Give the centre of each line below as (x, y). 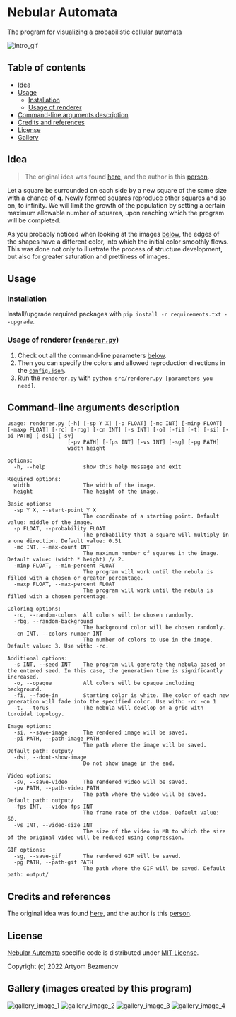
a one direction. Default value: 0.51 (64, 541)
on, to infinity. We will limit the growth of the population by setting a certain (116, 205)
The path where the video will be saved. (145, 795)
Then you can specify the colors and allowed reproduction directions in (121, 363)
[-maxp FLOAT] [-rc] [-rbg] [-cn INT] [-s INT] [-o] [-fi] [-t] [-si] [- (118, 430)
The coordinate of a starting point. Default (151, 516)
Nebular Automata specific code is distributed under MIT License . (103, 952)
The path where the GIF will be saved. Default (154, 869)
